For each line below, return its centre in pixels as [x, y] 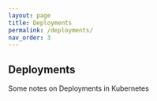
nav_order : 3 [30, 37]
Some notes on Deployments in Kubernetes [79, 88]
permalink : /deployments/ [50, 30]
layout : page [30, 15]
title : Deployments [40, 23]
